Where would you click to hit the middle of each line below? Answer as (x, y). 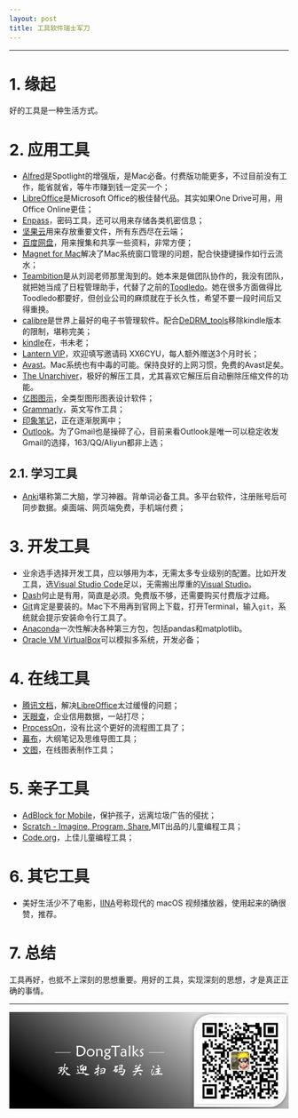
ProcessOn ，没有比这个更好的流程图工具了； (105, 728)
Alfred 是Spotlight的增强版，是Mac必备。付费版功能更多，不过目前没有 (151, 176)
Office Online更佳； (58, 210)
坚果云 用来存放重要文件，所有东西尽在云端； (104, 232)
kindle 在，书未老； (56, 343)
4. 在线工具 (50, 679)
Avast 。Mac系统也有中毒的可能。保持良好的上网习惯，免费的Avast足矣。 (155, 365)
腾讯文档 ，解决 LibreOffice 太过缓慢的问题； (101, 706)
